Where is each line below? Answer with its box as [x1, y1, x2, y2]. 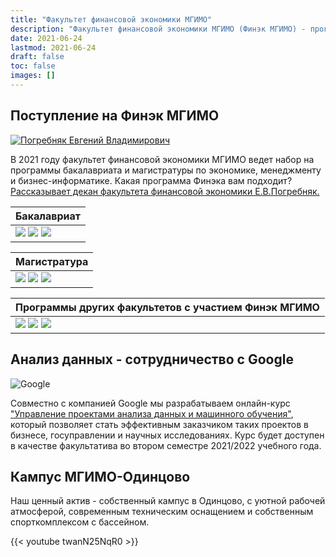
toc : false [10, 61, 56, 71]
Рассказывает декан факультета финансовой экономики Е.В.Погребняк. [10, 185, 320, 197]
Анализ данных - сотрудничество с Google [10, 351, 294, 368]
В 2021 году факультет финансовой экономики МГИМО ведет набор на [10, 153, 315, 165]
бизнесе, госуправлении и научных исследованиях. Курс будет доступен [10, 429, 325, 441]
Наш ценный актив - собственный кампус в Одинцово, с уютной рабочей [10, 495, 326, 507]
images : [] [10, 71, 56, 81]
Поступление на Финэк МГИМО [10, 107, 220, 125]
